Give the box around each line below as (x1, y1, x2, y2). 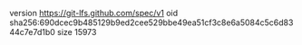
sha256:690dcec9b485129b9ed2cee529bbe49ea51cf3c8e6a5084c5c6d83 (9, 17, 294, 28)
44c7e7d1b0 (9, 27, 56, 37)
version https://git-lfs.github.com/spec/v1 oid (9, 8, 179, 18)
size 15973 (57, 27, 97, 37)
